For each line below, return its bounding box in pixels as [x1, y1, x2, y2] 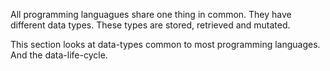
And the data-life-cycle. [10, 49, 108, 61]
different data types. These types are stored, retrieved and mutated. [10, 19, 291, 31]
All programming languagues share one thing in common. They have [10, 9, 292, 20]
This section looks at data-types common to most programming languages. [10, 39, 321, 50]
